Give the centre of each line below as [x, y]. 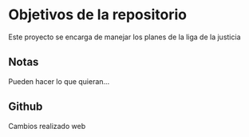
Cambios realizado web [47, 126]
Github [26, 107]
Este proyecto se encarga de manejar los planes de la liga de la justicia [125, 37]
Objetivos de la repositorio [98, 15]
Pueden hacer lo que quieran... [59, 81]
